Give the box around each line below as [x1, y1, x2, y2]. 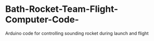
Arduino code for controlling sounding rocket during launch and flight [5, 30, 149, 36]
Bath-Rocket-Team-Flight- [5, 3, 118, 15]
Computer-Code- [5, 14, 79, 25]
